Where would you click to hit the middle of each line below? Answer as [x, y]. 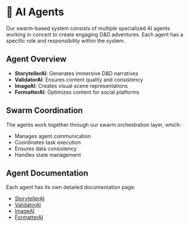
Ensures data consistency [46, 149]
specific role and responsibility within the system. [66, 41]
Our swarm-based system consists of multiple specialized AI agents [88, 28]
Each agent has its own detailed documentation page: [71, 187]
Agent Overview [36, 59]
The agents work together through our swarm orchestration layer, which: [94, 124]
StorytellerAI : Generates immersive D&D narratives [76, 73]
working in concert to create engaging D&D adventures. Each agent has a [94, 34]
